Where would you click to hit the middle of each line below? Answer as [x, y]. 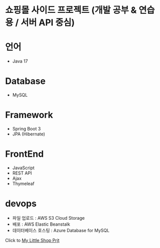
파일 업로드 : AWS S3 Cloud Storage [48, 218]
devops [21, 204]
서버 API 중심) [48, 23]
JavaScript [23, 168]
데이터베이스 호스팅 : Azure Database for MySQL [61, 230]
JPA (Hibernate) [29, 134]
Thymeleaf [23, 184]
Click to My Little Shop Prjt [32, 240]
